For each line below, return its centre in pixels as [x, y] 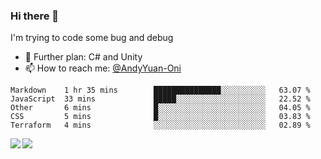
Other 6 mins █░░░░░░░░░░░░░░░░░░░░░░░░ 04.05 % [160, 108]
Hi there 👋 [35, 16]
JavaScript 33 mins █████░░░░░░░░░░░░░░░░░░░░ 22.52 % [160, 99]
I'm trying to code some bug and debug [92, 38]
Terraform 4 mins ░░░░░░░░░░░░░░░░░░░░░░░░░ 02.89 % [160, 125]
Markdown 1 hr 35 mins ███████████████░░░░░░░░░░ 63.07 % [160, 90]
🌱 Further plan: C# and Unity [83, 57]
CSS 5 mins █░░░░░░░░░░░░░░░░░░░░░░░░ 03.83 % [160, 117]
